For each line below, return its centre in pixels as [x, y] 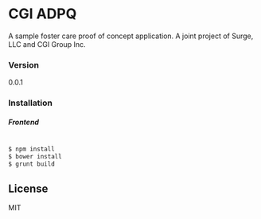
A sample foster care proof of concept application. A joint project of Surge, [131, 36]
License [28, 188]
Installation [31, 103]
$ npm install [32, 149]
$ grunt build [32, 164]
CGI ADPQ [43, 14]
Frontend [24, 122]
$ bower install [35, 156]
